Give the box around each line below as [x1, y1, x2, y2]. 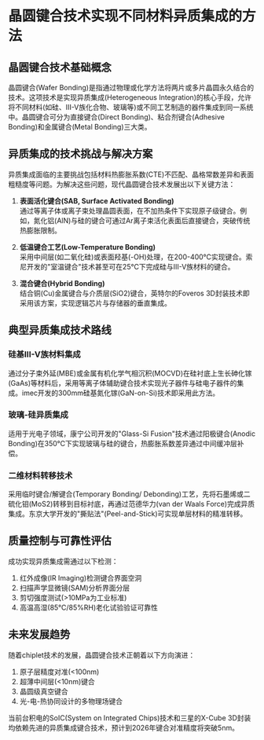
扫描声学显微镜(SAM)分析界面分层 [19, 583, 130, 592]
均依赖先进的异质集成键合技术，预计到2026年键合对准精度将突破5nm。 [8, 723, 240, 732]
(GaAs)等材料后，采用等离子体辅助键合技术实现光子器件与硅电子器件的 [8, 378, 237, 387]
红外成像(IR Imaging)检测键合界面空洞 [19, 573, 142, 582]
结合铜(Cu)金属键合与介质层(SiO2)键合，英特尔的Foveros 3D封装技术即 [19, 288, 250, 298]
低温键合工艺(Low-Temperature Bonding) [19, 242, 156, 251]
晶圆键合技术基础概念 [8, 60, 112, 74]
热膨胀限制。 [19, 225, 61, 235]
